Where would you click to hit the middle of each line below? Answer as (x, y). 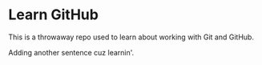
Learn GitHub (53, 15)
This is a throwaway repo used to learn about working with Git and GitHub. (131, 37)
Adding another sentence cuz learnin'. (71, 52)
